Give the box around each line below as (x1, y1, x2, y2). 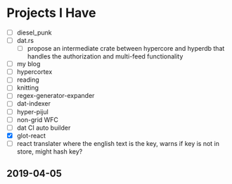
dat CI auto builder (16, 123, 71, 132)
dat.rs (16, 37, 34, 44)
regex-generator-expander (16, 92, 95, 100)
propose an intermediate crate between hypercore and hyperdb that (27, 44, 225, 53)
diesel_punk (16, 28, 52, 37)
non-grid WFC (16, 115, 59, 124)
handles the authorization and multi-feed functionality (27, 52, 183, 61)
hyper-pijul (16, 107, 49, 116)
